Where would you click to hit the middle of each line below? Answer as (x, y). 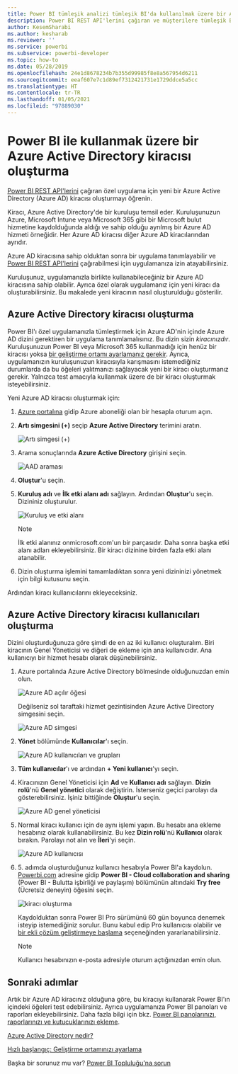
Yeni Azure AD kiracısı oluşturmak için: (64, 398)
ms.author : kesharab (38, 34)
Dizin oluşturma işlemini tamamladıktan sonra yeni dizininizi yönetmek (119, 571)
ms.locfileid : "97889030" (45, 106)
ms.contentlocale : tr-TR (44, 93)
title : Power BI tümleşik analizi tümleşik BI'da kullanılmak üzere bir (117, 14)
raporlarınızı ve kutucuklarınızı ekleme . (64, 1022)
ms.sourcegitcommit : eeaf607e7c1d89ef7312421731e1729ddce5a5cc (103, 80)
